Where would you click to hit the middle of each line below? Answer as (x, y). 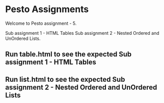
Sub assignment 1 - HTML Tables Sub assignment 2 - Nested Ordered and (82, 33)
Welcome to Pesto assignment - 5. (41, 23)
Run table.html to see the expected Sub (68, 54)
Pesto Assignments (47, 9)
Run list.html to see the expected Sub (65, 79)
